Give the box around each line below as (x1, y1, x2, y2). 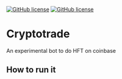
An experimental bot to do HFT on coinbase (6, 47, 117, 54)
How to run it (6, 64, 56, 75)
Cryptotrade (6, 27, 70, 41)
